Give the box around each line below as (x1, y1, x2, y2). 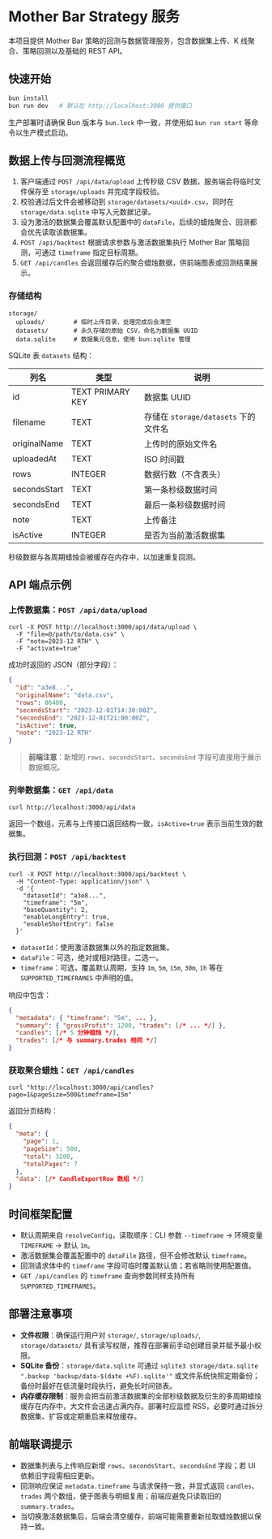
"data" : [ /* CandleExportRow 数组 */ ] (15, 1175, 144, 1183)
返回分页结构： (8, 1106, 58, 1116)
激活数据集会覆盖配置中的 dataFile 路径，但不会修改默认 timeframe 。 (19, 1251, 252, 1260)
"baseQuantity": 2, (23, 906, 89, 914)
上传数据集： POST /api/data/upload (8, 604, 147, 616)
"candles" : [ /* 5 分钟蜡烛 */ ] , (15, 1029, 120, 1037)
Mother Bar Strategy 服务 (8, 7, 181, 26)
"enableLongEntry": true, (23, 913, 111, 921)
